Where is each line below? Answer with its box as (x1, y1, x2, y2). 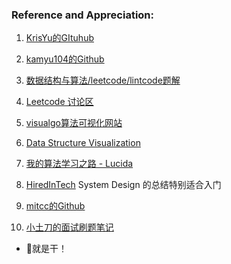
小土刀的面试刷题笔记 (25, 221, 114, 233)
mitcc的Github (25, 200, 86, 212)
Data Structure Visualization (25, 137, 141, 149)
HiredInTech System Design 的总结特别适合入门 (25, 179, 222, 191)
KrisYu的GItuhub (25, 32, 94, 44)
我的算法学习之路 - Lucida (25, 158, 134, 170)
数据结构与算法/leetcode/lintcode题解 (25, 74, 181, 87)
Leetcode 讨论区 (25, 96, 94, 108)
